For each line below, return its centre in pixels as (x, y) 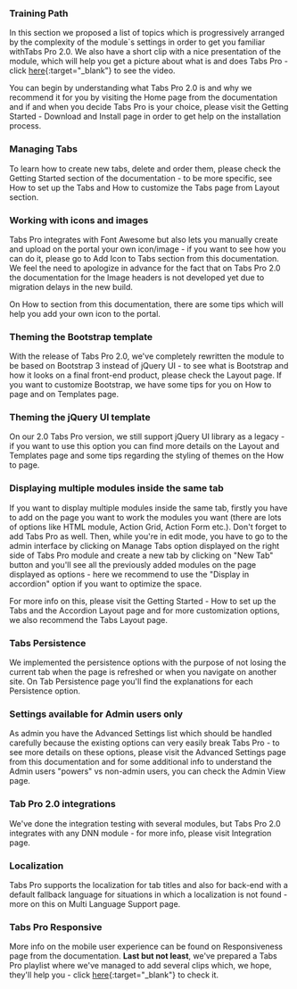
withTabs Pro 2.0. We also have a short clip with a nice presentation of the (145, 52)
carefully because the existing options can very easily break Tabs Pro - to (144, 743)
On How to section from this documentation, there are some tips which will (146, 304)
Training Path (39, 13)
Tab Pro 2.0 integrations (62, 804)
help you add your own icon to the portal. (85, 313)
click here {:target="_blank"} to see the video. (92, 71)
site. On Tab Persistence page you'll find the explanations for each (132, 682)
